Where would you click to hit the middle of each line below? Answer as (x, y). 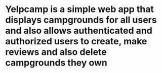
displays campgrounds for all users (81, 20)
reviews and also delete (56, 52)
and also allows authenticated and (79, 31)
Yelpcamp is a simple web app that (80, 9)
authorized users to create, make (76, 42)
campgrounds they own (56, 63)
